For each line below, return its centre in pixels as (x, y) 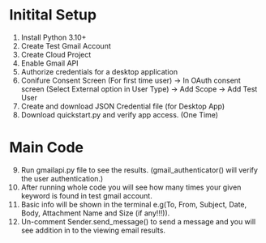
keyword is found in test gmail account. (86, 195)
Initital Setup (53, 15)
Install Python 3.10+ (54, 37)
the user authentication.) (62, 178)
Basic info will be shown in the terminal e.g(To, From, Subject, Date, (134, 204)
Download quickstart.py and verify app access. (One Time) (119, 114)
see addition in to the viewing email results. (93, 230)
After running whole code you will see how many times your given (131, 187)
